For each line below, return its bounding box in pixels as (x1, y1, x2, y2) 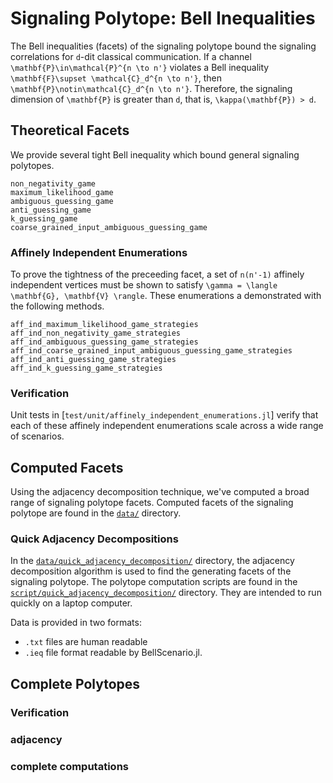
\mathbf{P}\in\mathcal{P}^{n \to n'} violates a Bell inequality (10, 61, 270, 73)
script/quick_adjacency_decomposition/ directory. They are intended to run (10, 587, 322, 599)
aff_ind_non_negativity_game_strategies (10, 328, 182, 339)
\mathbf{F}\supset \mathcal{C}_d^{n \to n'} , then (10, 72, 222, 84)
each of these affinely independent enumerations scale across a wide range (10, 420, 324, 432)
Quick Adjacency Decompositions (10, 532, 179, 546)
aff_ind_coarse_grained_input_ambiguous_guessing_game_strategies (10, 346, 293, 356)
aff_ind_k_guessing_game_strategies (10, 363, 163, 374)
